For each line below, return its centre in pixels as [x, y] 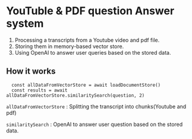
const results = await [40, 90]
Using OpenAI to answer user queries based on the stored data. [93, 52]
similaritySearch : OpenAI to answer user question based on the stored [95, 124]
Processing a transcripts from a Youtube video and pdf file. [87, 40]
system [25, 23]
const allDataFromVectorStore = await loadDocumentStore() [86, 85]
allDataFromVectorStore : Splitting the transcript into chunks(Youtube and [96, 106]
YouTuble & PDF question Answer [90, 11]
